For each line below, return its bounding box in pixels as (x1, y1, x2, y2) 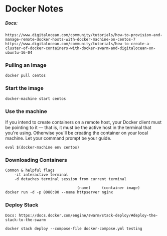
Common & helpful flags (5, 168, 55, 173)
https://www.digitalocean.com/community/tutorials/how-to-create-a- (5, 41, 151, 47)
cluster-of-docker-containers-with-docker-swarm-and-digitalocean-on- (5, 46, 156, 51)
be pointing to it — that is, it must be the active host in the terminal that (5, 125, 151, 131)
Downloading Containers (5, 156, 68, 163)
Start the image (5, 85, 44, 92)
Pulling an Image (5, 62, 47, 69)
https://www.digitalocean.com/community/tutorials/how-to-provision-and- (5, 33, 163, 38)
